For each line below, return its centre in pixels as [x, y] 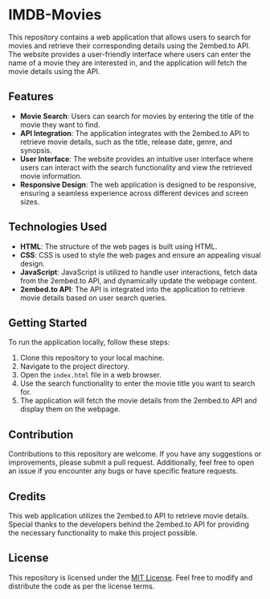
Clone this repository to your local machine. [92, 358]
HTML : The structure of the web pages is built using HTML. [119, 246]
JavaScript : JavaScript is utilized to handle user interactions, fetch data [139, 272]
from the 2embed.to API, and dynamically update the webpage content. [138, 280]
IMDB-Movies [55, 15]
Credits [27, 496]
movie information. [51, 176]
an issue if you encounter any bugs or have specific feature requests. [123, 471]
